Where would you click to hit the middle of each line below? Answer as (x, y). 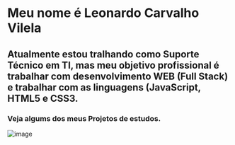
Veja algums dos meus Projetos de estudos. (84, 118)
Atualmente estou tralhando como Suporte (103, 54)
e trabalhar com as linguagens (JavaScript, (104, 87)
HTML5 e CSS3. (43, 98)
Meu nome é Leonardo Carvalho (103, 13)
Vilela (24, 28)
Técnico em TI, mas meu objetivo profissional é (113, 65)
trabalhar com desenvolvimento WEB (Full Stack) (118, 76)
